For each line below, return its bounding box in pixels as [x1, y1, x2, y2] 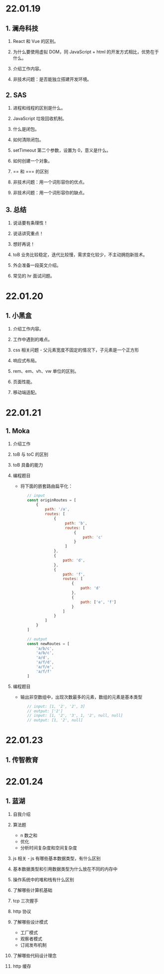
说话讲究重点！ [12, 230, 44, 236]
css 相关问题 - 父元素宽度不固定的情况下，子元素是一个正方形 [12, 347, 139, 353]
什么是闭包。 [12, 126, 39, 132]
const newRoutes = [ [27, 641, 70, 646]
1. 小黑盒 [5, 312, 32, 320]
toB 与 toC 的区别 [12, 451, 49, 457]
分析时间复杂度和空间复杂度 [20, 844, 78, 850]
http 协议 [12, 908, 31, 914]
